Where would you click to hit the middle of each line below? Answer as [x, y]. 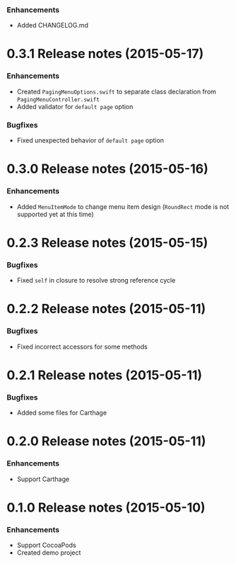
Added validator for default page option [75, 106]
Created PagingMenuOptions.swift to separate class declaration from [117, 91]
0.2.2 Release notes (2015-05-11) [106, 309]
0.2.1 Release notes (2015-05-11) [105, 375]
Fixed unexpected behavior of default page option [90, 140]
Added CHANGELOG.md [53, 26]
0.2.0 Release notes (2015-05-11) [106, 441]
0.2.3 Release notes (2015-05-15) [107, 243]
